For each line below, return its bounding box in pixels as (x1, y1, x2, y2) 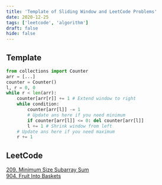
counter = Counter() (6, 79, 57, 85)
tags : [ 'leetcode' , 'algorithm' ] (6, 20, 89, 25)
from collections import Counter (6, 68, 89, 74)
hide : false (6, 31, 35, 37)
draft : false (6, 25, 38, 31)
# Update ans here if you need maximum (17, 128, 115, 135)
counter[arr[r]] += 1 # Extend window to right (17, 96, 136, 102)
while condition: (17, 101, 60, 107)
